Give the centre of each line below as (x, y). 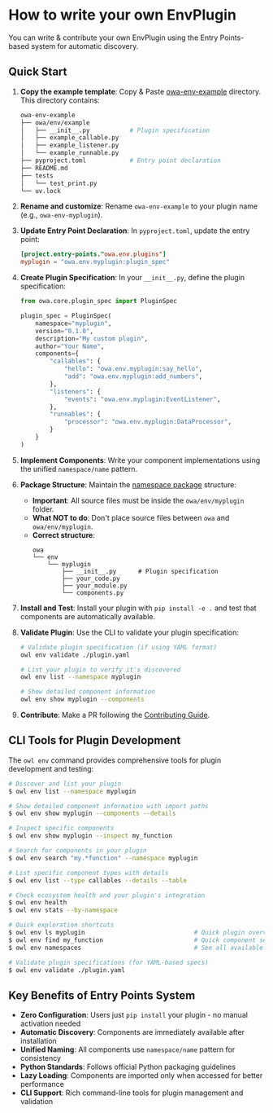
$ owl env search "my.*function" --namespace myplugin (103, 858)
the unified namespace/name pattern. (79, 469)
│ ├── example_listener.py (69, 145)
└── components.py (93, 592)
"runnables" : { (76, 414)
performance (42, 1084)
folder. (43, 509)
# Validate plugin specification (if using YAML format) (119, 647)
